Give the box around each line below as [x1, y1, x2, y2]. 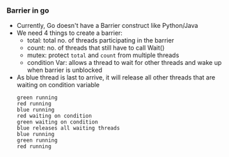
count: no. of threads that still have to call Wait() [26, 44, 165, 52]
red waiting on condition [16, 112, 92, 120]
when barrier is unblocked [26, 66, 102, 75]
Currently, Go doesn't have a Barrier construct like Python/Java [16, 22, 198, 30]
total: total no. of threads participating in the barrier [26, 36, 175, 45]
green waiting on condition [16, 119, 98, 126]
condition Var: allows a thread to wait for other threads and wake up [26, 59, 222, 67]
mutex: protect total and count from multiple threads [26, 51, 180, 59]
